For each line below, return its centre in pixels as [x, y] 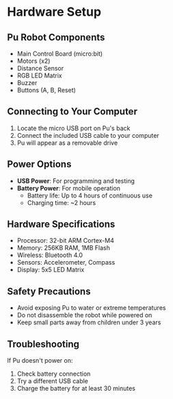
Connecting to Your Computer [72, 111]
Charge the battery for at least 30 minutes [76, 389]
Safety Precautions [49, 291]
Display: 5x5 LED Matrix [51, 270]
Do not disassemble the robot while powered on [84, 315]
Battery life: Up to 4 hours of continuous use [90, 195]
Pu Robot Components [56, 37]
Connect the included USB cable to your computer [88, 135]
